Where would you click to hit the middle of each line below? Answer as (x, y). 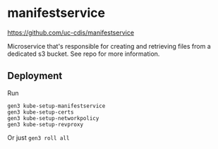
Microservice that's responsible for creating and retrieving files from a (109, 46)
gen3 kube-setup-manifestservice (56, 106)
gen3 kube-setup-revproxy (45, 124)
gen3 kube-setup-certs (41, 112)
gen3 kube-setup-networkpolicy (53, 118)
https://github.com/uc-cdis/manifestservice (71, 32)
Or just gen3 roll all (38, 137)
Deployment (35, 76)
